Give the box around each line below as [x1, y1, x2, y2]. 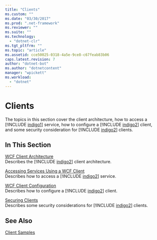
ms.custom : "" [5, 12, 34, 17]
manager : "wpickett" [5, 70, 47, 75]
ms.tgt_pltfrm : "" [5, 43, 42, 48]
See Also [5, 217, 32, 225]
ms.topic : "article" [5, 48, 47, 52]
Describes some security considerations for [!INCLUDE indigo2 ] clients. [5, 203, 148, 208]
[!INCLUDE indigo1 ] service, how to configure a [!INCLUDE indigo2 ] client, [5, 121, 153, 127]
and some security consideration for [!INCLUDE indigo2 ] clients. [5, 127, 133, 133]
